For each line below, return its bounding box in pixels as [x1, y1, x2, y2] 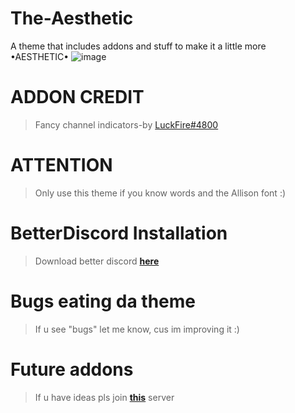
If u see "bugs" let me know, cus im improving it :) [34, 323, 240, 335]
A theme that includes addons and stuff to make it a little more [10, 40, 267, 52]
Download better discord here [34, 255, 160, 267]
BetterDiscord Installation [10, 222, 228, 244]
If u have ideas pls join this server [34, 391, 175, 403]
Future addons [10, 358, 134, 381]
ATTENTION [10, 154, 113, 177]
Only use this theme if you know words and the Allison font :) [34, 187, 287, 199]
